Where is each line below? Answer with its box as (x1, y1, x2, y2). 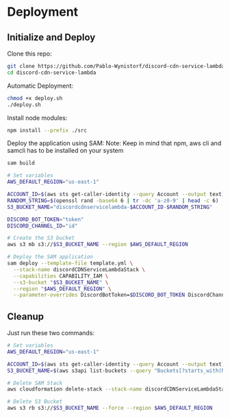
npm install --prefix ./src (7, 127, 88, 134)
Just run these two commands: (7, 329, 94, 337)
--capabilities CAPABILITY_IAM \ (13, 272, 109, 280)
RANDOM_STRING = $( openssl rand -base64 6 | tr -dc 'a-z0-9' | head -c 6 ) (7, 197, 219, 204)
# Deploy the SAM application (7, 254, 94, 260)
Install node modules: (7, 114, 68, 122)
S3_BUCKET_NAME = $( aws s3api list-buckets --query (7, 367, 152, 374)
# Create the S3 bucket (7, 234, 75, 242)
